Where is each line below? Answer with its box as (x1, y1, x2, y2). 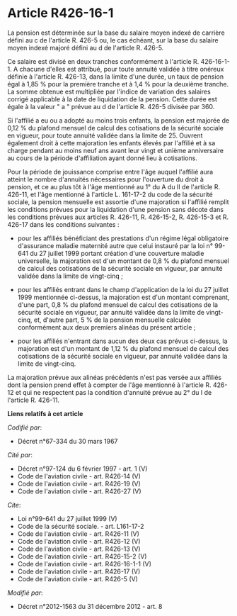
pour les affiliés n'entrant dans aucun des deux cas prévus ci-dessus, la (17, 337, 228, 345)
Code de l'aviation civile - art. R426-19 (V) (17, 479, 141, 488)
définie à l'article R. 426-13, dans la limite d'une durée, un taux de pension (7, 72, 224, 81)
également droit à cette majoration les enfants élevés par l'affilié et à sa (7, 138, 216, 147)
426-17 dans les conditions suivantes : (7, 220, 120, 228)
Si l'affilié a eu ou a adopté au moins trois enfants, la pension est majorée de (7, 116, 230, 125)
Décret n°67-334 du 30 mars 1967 (17, 437, 118, 445)
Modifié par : (7, 588, 44, 597)
